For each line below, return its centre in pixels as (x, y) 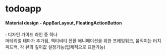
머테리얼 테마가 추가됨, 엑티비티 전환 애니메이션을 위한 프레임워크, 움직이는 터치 (83, 41)
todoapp (23, 9)
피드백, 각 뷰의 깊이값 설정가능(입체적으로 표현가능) (56, 47)
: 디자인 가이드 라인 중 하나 (32, 34)
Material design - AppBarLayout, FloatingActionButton (64, 22)
